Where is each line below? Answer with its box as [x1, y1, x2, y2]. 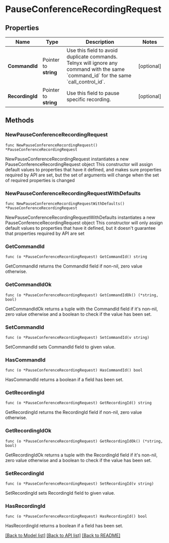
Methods [5, 116, 34, 125]
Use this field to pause [66, 89, 120, 97]
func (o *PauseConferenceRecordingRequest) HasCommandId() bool [5, 368, 143, 373]
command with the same [66, 66, 125, 72]
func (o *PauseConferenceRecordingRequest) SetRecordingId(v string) [5, 481, 154, 486]
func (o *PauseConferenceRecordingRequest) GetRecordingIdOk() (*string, [5, 438, 163, 443]
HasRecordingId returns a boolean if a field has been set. [5, 523, 123, 529]
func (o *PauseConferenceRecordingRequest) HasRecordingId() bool [5, 514, 147, 519]
